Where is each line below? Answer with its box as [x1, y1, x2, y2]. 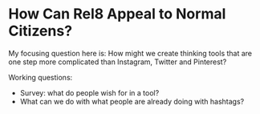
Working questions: [8, 72, 73, 82]
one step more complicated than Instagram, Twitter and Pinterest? [8, 57, 227, 67]
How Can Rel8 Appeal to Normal [8, 5, 226, 23]
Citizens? [8, 22, 73, 40]
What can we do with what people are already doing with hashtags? [19, 96, 245, 106]
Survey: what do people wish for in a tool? [19, 88, 160, 97]
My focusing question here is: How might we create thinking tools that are [8, 48, 253, 58]
